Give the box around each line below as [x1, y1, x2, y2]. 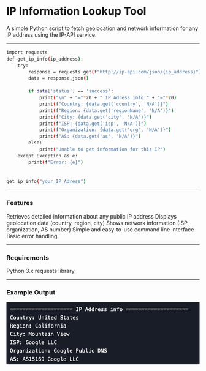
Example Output [6, 288, 56, 296]
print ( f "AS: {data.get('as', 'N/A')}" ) [39, 133, 141, 140]
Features [6, 199, 34, 208]
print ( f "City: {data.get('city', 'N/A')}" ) [39, 114, 152, 120]
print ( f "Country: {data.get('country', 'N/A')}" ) [39, 101, 169, 107]
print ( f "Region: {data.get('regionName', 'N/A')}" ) [39, 107, 174, 114]
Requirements [6, 253, 50, 261]
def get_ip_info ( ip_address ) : [6, 56, 84, 62]
